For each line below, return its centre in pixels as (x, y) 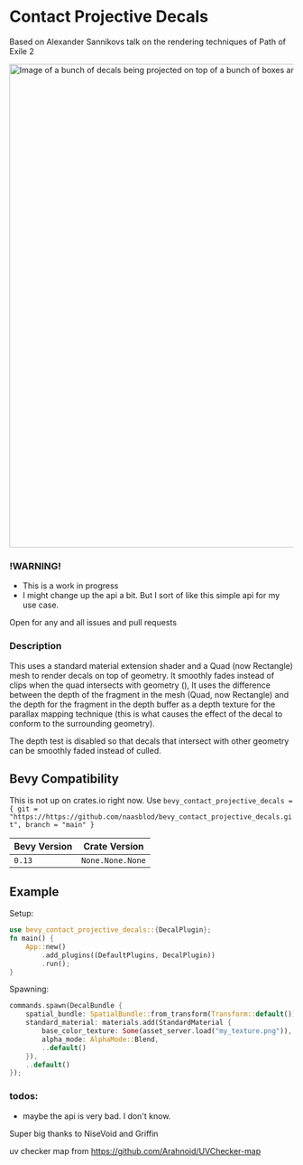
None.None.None (114, 861)
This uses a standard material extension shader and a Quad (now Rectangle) (151, 665)
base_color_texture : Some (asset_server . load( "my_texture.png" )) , (167, 1031)
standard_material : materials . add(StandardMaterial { (129, 1023)
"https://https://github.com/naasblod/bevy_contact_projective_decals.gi (151, 817)
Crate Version (114, 847)
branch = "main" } (60, 825)
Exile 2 (22, 51)
